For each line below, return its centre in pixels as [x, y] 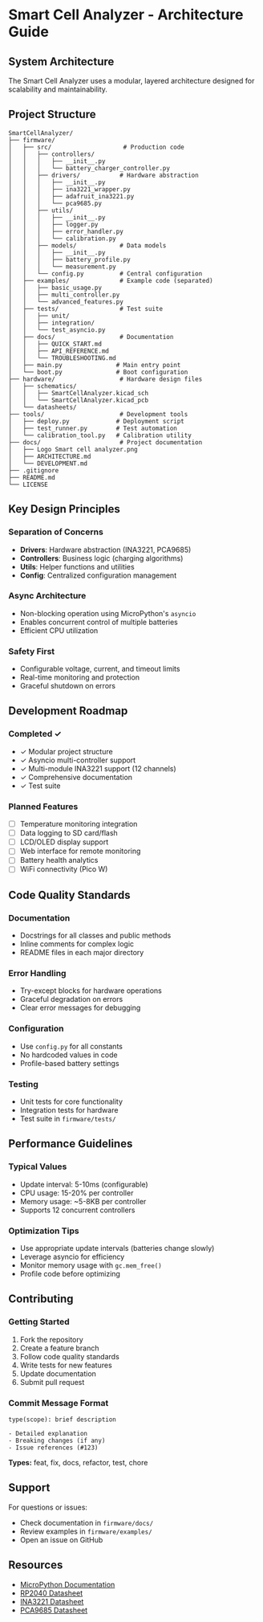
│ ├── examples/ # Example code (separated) [111, 280]
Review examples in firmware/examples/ [86, 1531]
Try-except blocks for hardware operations [91, 991]
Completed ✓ [35, 734]
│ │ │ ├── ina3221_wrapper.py [69, 189]
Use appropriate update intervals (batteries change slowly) [117, 1248]
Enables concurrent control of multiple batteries [99, 622]
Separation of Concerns [56, 532]
